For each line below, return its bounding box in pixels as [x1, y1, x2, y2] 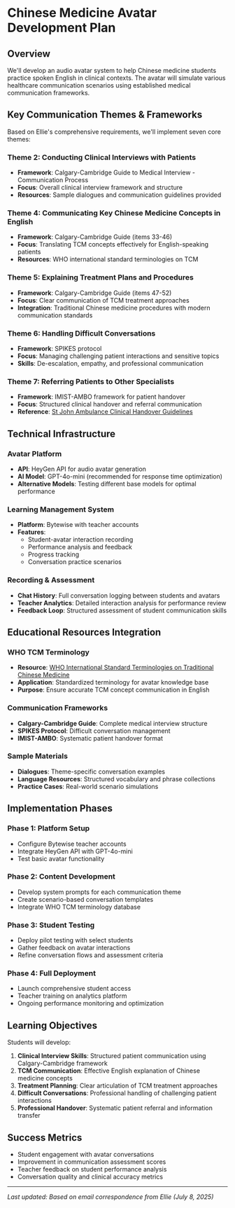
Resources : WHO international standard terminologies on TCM [17, 255, 199, 263]
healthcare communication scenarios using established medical [7, 81, 191, 89]
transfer [17, 1111, 41, 1120]
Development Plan [7, 20, 116, 36]
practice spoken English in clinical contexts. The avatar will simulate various [7, 74, 226, 82]
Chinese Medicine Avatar [7, 5, 157, 21]
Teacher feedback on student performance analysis [17, 1165, 167, 1174]
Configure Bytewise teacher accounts [17, 839, 127, 848]
